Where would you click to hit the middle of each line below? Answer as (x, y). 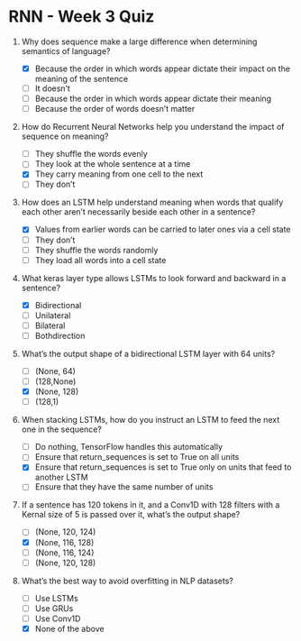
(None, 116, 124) (64, 553)
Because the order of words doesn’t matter (115, 109)
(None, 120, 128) (65, 563)
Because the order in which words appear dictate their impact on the (162, 69)
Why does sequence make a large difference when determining (139, 41)
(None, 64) (55, 371)
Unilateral (53, 315)
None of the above (69, 628)
